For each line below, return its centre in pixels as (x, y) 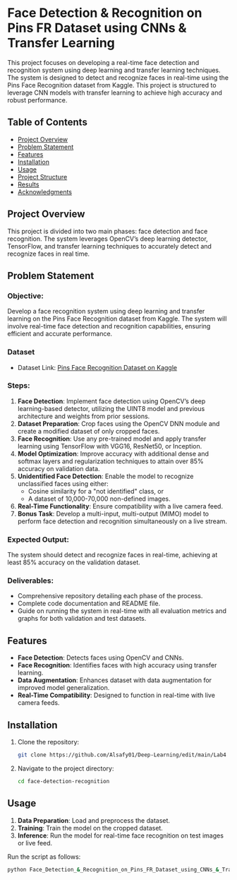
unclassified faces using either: (63, 483)
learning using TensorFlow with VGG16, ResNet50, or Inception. (110, 446)
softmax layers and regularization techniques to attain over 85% (110, 461)
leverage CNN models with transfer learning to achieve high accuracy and (115, 93)
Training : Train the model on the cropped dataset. (90, 828)
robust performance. (37, 100)
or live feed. (35, 843)
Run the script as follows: (44, 857)
